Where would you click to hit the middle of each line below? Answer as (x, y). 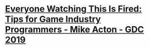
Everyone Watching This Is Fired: (74, 9)
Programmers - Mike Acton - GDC (74, 30)
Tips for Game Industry (53, 19)
